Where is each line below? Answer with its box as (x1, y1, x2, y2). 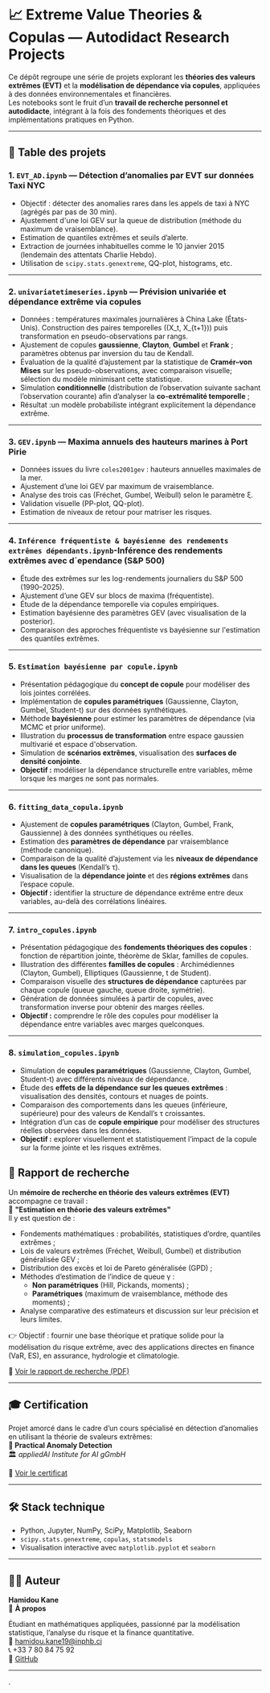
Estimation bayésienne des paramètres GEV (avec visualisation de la (19, 608, 247, 617)
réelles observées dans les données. (19, 1125, 142, 1135)
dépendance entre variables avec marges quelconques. (19, 1019, 205, 1029)
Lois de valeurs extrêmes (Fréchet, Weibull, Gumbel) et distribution (19, 1246, 242, 1255)
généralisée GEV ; (19, 1254, 80, 1264)
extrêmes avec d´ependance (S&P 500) (8, 555, 166, 566)
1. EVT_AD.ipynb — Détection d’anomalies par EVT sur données (8, 170, 255, 181)
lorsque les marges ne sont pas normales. (19, 774, 159, 783)
